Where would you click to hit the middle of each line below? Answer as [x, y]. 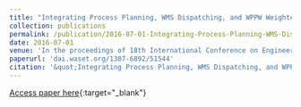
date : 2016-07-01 [42, 42]
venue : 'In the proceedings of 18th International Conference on [133, 51]
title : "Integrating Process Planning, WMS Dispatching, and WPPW [136, 17]
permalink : [30, 34]
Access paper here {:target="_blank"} [78, 92]
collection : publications [57, 26]
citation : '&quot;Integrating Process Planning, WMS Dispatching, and [144, 68]
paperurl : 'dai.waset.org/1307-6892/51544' [92, 59]
